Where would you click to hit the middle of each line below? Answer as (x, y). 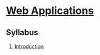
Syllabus (22, 32)
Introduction (29, 46)
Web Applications (50, 11)
